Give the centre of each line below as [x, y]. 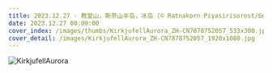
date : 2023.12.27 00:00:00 [54, 23]
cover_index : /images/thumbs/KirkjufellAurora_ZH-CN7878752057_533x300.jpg [139, 30]
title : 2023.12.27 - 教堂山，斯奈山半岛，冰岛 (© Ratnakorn [104, 16]
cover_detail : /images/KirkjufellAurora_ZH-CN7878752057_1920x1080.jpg [132, 38]
